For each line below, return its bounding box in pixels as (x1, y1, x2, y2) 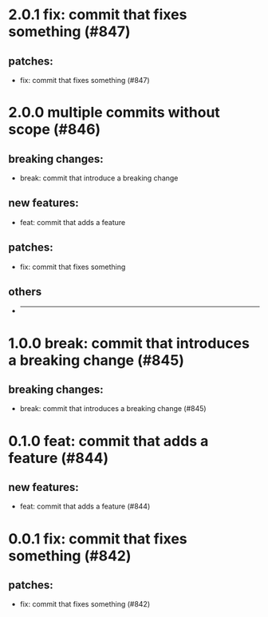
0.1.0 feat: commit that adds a (8, 432, 209, 450)
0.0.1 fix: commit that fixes (8, 529, 187, 548)
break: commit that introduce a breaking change (19, 173, 179, 183)
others (8, 285, 42, 299)
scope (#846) (8, 121, 101, 139)
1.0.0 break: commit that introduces (8, 334, 250, 352)
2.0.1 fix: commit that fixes (8, 6, 187, 24)
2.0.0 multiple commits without (8, 104, 221, 121)
